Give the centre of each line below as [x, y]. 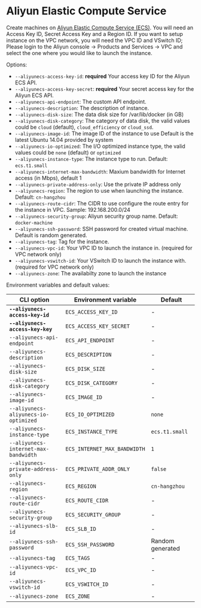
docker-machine [34, 223]
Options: [17, 65]
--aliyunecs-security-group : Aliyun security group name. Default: [96, 216]
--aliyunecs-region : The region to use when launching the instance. [99, 190]
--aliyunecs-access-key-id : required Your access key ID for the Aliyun [102, 76]
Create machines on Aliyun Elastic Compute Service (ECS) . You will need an [100, 28]
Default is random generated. [51, 235]
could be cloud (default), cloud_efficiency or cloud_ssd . [84, 127]
